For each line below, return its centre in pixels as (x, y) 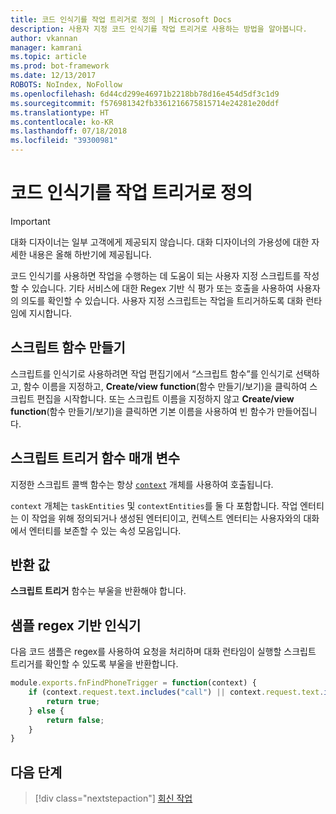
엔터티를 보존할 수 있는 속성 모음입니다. (105, 530)
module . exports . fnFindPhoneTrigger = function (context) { (133, 683)
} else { (46, 711)
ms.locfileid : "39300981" (64, 141)
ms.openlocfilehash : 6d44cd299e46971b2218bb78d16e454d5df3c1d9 (145, 94)
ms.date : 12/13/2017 (53, 76)
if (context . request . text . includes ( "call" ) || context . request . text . (176, 692)
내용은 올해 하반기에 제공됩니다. (90, 254)
